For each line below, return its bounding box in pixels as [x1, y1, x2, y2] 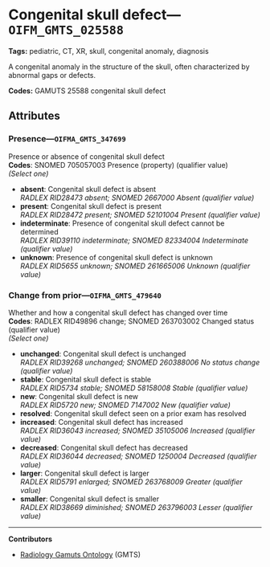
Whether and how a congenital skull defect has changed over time [8, 308, 228, 317]
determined [19, 226, 59, 236]
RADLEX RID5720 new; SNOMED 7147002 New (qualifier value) [19, 400, 231, 410]
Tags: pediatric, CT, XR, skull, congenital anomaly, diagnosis [8, 46, 209, 55]
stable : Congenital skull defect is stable [19, 374, 152, 384]
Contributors [8, 534, 53, 544]
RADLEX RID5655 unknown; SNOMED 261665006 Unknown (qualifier [19, 261, 251, 271]
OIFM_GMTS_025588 [8, 22, 125, 38]
